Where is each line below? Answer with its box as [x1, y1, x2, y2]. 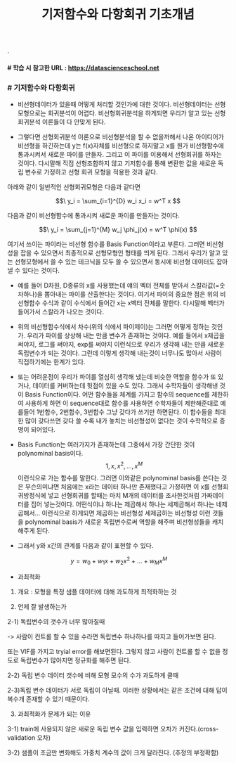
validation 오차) [7, 733, 51, 742]
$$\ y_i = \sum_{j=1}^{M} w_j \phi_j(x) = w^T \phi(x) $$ [38, 226, 198, 234]
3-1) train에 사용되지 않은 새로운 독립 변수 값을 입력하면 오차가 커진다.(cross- [7, 725, 219, 733]
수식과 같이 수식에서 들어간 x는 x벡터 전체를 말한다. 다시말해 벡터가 [41, 299, 225, 307]
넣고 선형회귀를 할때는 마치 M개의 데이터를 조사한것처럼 [48, 491, 200, 499]
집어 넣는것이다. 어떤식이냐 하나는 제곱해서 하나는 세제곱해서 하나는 [30, 500, 215, 508]
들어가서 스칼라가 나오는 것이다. [17, 307, 104, 316]
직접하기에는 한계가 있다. [17, 358, 86, 366]
